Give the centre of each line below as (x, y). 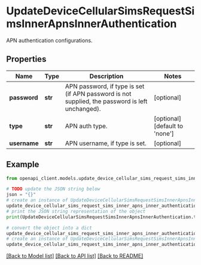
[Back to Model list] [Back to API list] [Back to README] (75, 256)
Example (23, 165)
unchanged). (83, 109)
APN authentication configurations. (49, 40)
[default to (168, 126)
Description (106, 76)
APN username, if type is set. (106, 143)
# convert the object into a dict (49, 228)
